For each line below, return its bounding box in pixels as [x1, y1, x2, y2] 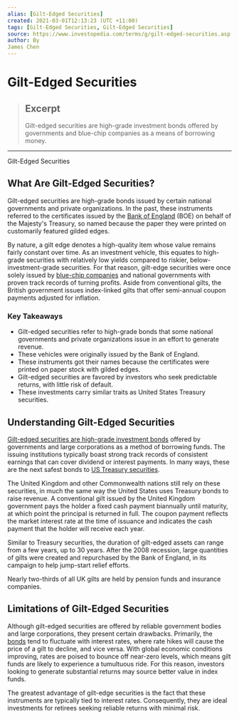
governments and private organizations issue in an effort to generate [17, 335, 219, 344]
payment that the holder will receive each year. [7, 524, 145, 532]
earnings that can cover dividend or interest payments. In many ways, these [7, 457, 230, 466]
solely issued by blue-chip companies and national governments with [7, 271, 211, 279]
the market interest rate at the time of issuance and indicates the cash [7, 517, 213, 525]
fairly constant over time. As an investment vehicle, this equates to [7, 248, 203, 256]
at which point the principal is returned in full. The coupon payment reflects [7, 509, 229, 518]
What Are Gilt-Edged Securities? [7, 177, 155, 189]
